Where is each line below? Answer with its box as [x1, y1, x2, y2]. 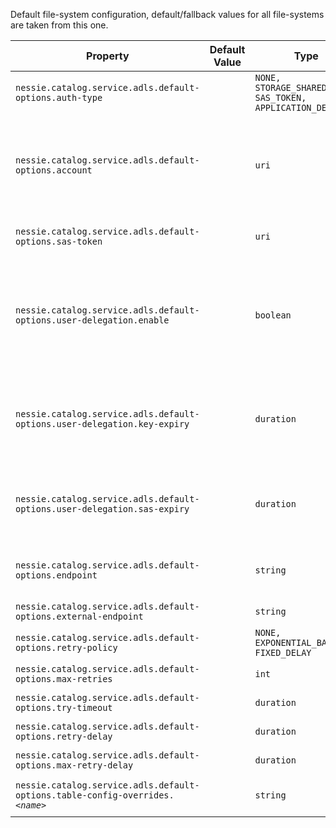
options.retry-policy [15, 642, 118, 653]
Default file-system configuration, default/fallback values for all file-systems [10, 9, 325, 20]
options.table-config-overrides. [15, 790, 175, 801]
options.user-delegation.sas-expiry [15, 504, 190, 514]
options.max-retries [15, 674, 113, 684]
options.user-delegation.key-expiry [15, 419, 190, 429]
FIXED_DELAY [254, 647, 312, 658]
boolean [254, 310, 292, 321]
